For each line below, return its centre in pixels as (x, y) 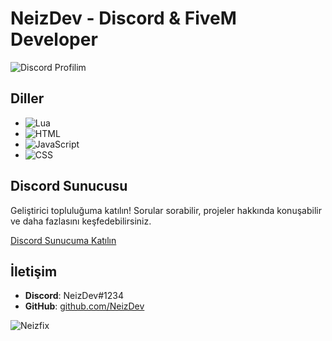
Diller (27, 98)
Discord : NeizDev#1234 (74, 296)
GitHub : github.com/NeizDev (84, 306)
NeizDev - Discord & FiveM (123, 18)
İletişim (34, 271)
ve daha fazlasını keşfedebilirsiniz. (81, 221)
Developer (54, 39)
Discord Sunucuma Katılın (63, 240)
